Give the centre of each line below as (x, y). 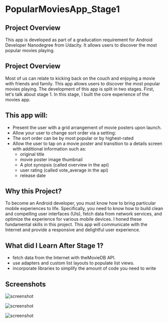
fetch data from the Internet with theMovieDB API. (64, 258)
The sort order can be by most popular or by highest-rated (73, 138)
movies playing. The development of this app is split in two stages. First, (80, 89)
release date (33, 175)
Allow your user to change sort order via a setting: (64, 133)
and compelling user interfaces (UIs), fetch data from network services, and (83, 214)
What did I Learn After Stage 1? (54, 246)
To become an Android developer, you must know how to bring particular (81, 203)
